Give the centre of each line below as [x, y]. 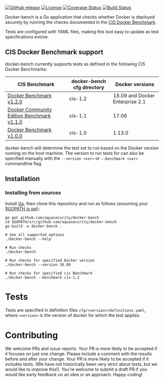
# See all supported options [35, 234]
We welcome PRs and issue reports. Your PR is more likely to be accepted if [81, 349]
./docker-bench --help [28, 239]
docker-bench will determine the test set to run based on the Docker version [82, 148]
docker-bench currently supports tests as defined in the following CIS [75, 64]
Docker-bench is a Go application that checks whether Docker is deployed [80, 17]
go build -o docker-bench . [34, 226]
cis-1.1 [78, 116]
